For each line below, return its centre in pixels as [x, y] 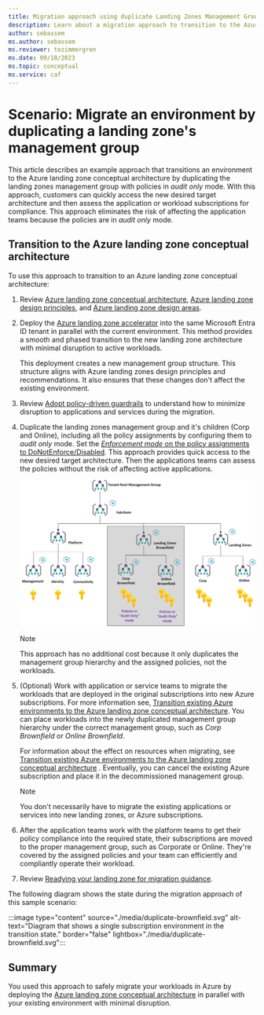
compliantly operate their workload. [77, 863]
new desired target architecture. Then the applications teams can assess [137, 460]
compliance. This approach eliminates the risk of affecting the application [127, 211]
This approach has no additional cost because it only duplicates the [129, 654]
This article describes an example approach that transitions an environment [130, 170]
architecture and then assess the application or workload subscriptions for [128, 203]
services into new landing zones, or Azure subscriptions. [112, 815]
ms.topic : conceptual [44, 67]
